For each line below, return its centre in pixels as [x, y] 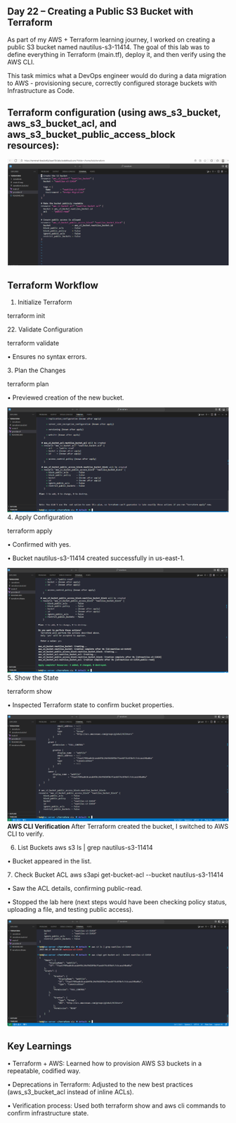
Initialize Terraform [45, 303]
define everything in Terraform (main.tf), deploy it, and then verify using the [117, 54]
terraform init [26, 316]
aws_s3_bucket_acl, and [62, 123]
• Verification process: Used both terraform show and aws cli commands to [117, 1105]
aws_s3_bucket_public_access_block [91, 135]
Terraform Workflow [53, 285]
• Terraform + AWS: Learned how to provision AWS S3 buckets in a [105, 1063]
